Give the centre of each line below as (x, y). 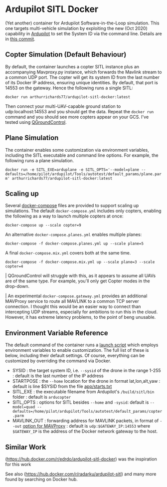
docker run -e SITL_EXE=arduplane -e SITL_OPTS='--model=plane (72, 170)
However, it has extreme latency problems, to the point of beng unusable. (81, 317)
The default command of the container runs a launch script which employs (82, 345)
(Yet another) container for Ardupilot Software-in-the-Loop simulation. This (82, 23)
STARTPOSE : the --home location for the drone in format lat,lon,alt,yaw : (86, 381)
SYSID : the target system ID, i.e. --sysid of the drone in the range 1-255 (86, 371)
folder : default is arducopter (42, 397)
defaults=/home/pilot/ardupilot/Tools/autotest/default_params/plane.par (83, 174)
